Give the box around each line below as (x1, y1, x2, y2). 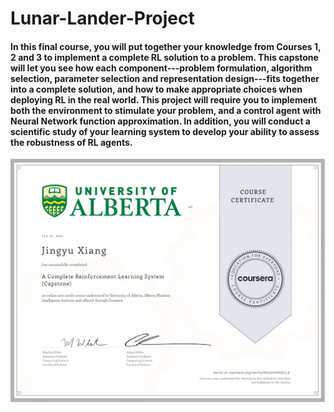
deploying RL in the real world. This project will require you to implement (10, 93, 317, 106)
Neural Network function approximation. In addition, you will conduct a (10, 115, 311, 127)
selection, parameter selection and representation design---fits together (10, 72, 320, 84)
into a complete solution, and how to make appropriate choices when (10, 83, 303, 95)
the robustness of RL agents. (10, 136, 133, 148)
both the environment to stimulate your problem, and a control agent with (10, 104, 322, 116)
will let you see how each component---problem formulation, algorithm (10, 62, 313, 74)
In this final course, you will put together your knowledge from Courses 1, (10, 40, 322, 52)
